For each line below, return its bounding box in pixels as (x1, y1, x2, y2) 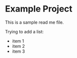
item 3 (12, 48, 25, 54)
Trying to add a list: (5, 29, 44, 34)
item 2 (12, 43, 25, 49)
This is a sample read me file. (5, 19, 64, 25)
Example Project (5, 3, 73, 14)
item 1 (12, 38, 24, 44)
